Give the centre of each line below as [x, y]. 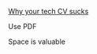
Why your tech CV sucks [48, 11]
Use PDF [22, 26]
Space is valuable [37, 41]
